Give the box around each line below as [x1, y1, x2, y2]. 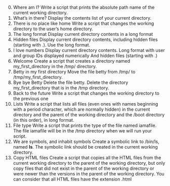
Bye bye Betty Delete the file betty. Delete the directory [13, 79, 129, 85]
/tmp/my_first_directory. [13, 74, 63, 80]
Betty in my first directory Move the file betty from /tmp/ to [13, 69, 136, 75]
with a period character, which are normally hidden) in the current [13, 106, 150, 112]
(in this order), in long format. [13, 117, 75, 123]
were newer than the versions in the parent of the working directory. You [13, 171, 165, 176]
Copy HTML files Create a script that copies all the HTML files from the [13, 155, 161, 161]
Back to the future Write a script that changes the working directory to [13, 90, 160, 96]
